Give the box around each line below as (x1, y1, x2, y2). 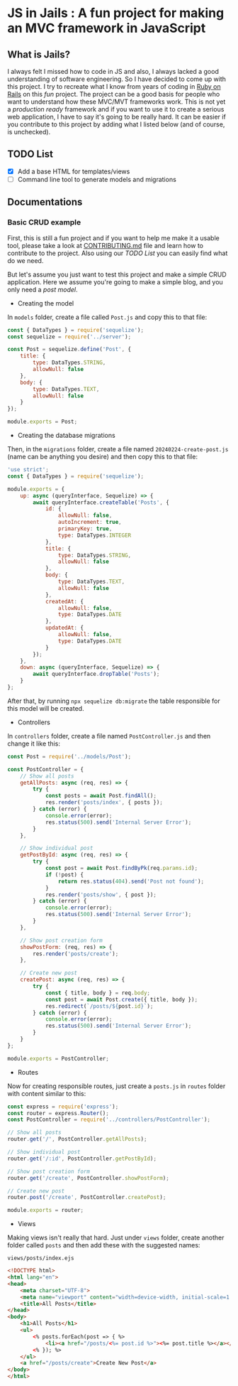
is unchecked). (7, 128, 51, 136)
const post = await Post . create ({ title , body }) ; (45, 996, 198, 1003)
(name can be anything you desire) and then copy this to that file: (7, 453, 198, 461)
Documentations (7, 196, 83, 208)
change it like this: (7, 739, 60, 748)
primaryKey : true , (57, 525, 113, 532)
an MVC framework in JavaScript (7, 20, 206, 36)
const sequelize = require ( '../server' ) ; (7, 333, 132, 340)
